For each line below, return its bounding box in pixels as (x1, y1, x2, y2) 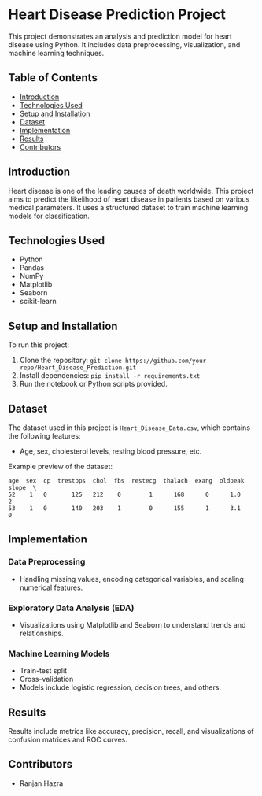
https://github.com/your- (124, 357, 210, 365)
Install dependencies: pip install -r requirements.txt (19, 371, 201, 380)
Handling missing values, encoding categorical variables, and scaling (19, 574, 244, 583)
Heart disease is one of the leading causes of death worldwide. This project (8, 186, 254, 195)
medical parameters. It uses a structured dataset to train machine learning (8, 202, 249, 212)
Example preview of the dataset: (8, 462, 113, 471)
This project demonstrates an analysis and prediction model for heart (8, 31, 232, 41)
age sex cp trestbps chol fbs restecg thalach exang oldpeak (8, 477, 245, 485)
